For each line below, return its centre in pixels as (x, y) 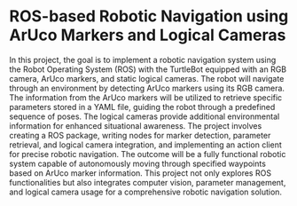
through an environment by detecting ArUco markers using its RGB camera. (147, 88)
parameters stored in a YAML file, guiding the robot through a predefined (142, 107)
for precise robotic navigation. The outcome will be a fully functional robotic (148, 154)
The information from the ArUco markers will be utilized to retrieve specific (146, 97)
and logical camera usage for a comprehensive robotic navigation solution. (145, 192)
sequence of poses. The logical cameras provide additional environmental (145, 116)
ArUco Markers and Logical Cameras (148, 35)
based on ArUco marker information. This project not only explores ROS (141, 173)
